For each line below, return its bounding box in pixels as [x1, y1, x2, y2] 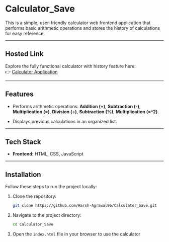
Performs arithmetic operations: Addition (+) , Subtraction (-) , [12, 103, 141, 109]
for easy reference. [5, 30, 45, 36]
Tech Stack [5, 137, 41, 146]
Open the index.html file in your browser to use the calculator [12, 231, 141, 237]
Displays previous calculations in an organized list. [12, 118, 117, 124]
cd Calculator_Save [12, 222, 54, 227]
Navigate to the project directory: [12, 212, 81, 218]
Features [5, 90, 34, 99]
